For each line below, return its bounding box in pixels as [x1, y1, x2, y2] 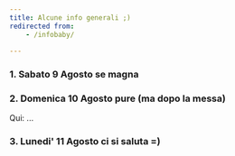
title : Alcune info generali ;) [9, 13, 131, 23]
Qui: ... [9, 113, 34, 124]
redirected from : [9, 22, 75, 31]
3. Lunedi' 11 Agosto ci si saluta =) [9, 135, 161, 148]
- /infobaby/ [25, 30, 75, 39]
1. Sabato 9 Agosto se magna [9, 69, 139, 81]
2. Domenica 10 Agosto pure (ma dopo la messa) [9, 92, 226, 105]
